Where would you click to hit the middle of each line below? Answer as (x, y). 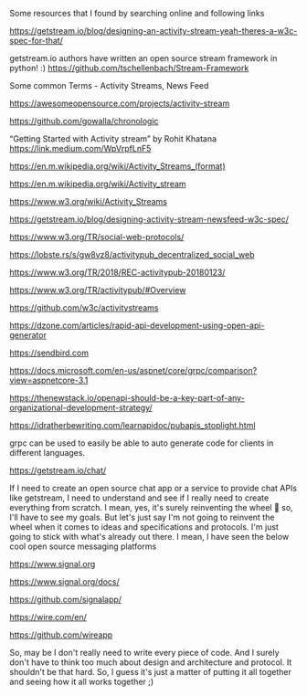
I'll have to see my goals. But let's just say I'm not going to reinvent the (142, 517)
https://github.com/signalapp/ (65, 599)
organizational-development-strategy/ (81, 407)
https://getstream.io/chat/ (58, 470)
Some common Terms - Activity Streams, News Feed (109, 85)
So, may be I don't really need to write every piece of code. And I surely (145, 653)
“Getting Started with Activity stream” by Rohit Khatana (113, 139)
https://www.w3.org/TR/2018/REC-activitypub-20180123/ (117, 272)
